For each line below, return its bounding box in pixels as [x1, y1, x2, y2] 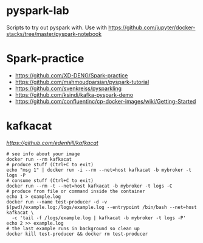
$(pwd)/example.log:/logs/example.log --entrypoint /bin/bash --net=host [6, 204, 198, 210]
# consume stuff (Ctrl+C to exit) [6, 177, 94, 183]
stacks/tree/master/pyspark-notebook [6, 30, 102, 37]
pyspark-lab [6, 4, 69, 18]
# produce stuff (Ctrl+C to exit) [6, 161, 94, 167]
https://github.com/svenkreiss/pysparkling [15, 85, 122, 92]
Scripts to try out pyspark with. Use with [6, 24, 108, 31]
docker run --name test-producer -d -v [6, 199, 108, 205]
